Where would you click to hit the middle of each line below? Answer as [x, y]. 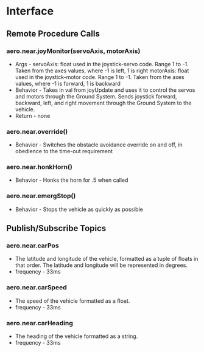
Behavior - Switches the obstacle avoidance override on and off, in [99, 145]
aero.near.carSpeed [37, 288]
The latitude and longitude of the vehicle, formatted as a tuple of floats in [107, 259]
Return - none [33, 116]
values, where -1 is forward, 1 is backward [68, 83]
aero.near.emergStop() [41, 196]
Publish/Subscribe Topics [56, 228]
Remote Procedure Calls [53, 34]
